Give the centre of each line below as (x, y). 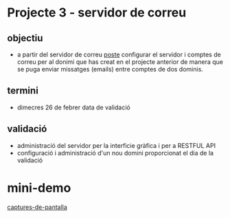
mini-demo (39, 188)
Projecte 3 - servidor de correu (97, 13)
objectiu (25, 38)
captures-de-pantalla (37, 207)
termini (23, 91)
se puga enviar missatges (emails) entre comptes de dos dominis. (110, 69)
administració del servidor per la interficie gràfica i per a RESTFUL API (116, 145)
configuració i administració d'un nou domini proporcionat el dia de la (115, 153)
